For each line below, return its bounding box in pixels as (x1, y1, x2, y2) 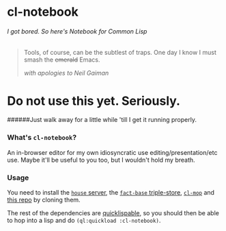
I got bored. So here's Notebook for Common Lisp (7, 27, 147, 35)
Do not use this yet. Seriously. (7, 93, 181, 108)
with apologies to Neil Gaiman (23, 69, 109, 77)
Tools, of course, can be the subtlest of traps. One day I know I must (23, 49, 217, 57)
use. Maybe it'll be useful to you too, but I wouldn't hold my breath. (7, 156, 196, 164)
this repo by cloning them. (7, 195, 81, 204)
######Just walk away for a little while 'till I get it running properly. (7, 116, 197, 124)
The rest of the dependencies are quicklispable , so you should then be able (7, 208, 220, 217)
